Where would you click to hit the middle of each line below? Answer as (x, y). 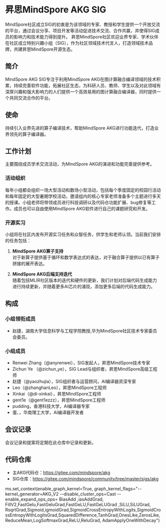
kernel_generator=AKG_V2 (32, 494)
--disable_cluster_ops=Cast (88, 494)
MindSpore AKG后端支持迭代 (42, 274)
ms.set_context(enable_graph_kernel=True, (49, 488)
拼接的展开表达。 (30, 264)
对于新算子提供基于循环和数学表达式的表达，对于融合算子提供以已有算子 (86, 257)
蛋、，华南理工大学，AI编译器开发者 (48, 412)
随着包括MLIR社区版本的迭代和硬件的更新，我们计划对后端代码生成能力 (84, 280)
